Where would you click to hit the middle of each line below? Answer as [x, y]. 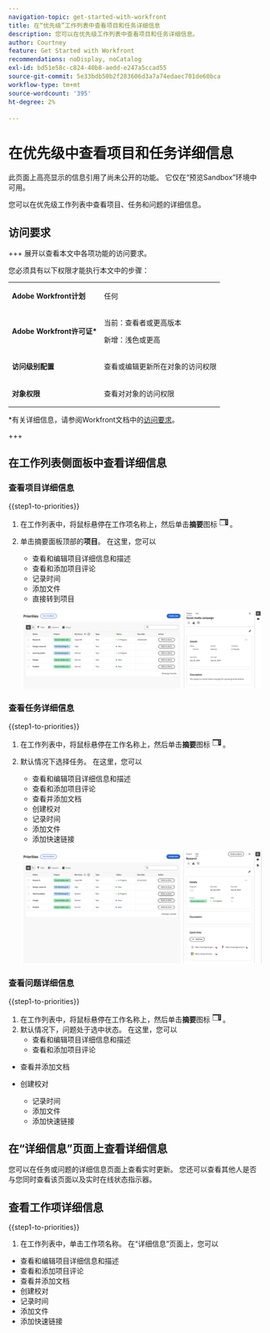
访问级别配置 [33, 367]
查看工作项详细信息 [56, 1207]
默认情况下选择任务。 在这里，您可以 [81, 761]
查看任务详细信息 [41, 708]
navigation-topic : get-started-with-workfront [88, 17]
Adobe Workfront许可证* [55, 331]
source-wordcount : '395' [50, 93]
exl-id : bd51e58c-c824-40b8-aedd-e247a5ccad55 [88, 68]
